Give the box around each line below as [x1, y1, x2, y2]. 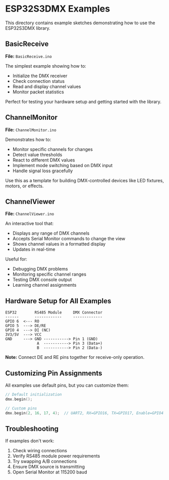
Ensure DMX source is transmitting [12, 464, 85, 470]
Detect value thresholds [12, 151, 63, 157]
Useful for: [5, 256, 28, 262]
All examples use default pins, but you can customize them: [5, 382, 129, 388]
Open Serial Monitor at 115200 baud [12, 469, 87, 475]
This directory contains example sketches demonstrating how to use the [5, 20, 155, 26]
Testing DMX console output [12, 277, 72, 283]
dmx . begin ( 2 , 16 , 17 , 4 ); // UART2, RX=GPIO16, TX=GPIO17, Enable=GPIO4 [5, 410, 164, 415]
